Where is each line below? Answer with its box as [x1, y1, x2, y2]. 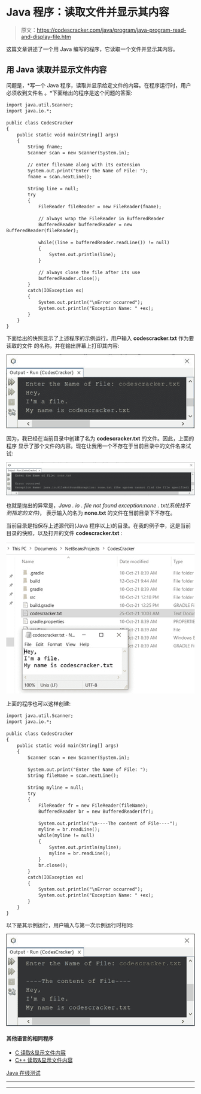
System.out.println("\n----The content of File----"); [38, 820, 178, 826]
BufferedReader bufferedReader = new [38, 221, 133, 227]
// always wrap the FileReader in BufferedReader [38, 215, 165, 221]
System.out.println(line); [48, 251, 117, 257]
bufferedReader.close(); [38, 275, 100, 281]
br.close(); [38, 862, 68, 868]
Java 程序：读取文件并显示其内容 [6, 5, 169, 19]
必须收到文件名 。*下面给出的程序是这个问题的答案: [6, 89, 133, 96]
